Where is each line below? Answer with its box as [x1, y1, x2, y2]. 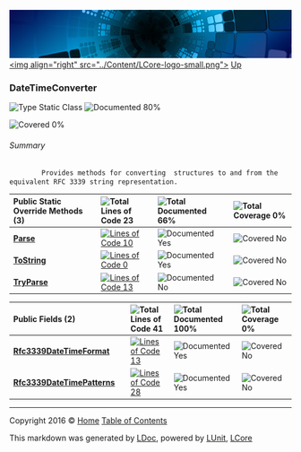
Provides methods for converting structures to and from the [41, 169, 279, 178]
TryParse [13, 277, 48, 288]
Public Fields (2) [13, 313, 76, 324]
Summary [9, 140, 46, 151]
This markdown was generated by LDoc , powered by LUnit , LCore [9, 432, 253, 443]
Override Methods [13, 205, 83, 216]
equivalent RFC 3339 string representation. [9, 178, 178, 187]
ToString [13, 255, 47, 265]
